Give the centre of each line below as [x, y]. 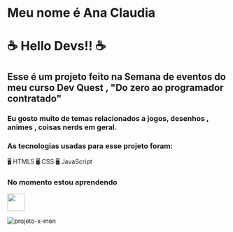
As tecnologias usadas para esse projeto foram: [90, 146]
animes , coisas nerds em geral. [62, 127]
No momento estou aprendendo [62, 182]
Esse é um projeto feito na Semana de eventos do [116, 77]
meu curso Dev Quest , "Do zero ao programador [115, 88]
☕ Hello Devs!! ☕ [57, 46]
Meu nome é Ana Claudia [82, 13]
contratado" [34, 98]
